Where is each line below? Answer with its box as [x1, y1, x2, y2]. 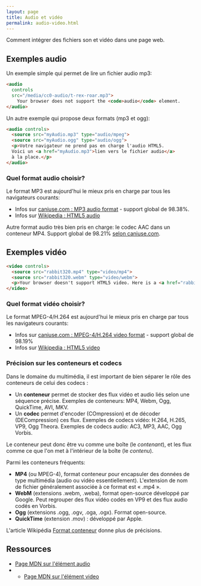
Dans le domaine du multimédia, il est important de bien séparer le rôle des [6, 373, 191, 380]
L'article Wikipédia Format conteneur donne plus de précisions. [6, 527, 162, 534]
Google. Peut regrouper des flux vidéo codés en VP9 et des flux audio [14, 496, 188, 503]
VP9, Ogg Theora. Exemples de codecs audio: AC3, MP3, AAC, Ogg [14, 423, 182, 430]
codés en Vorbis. [14, 502, 57, 509]
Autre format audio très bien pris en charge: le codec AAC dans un [6, 223, 170, 231]
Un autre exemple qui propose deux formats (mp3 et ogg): [6, 115, 150, 122]
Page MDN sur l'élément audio [14, 560, 91, 567]
